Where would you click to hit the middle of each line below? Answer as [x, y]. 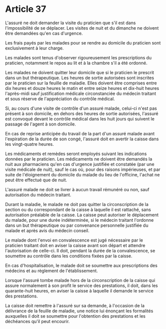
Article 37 [26, 9]
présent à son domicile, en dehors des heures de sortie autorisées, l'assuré [82, 113]
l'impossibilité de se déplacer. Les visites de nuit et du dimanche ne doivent [82, 28]
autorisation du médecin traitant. [38, 195]
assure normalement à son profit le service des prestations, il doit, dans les [82, 286]
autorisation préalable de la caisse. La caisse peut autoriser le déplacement [82, 215]
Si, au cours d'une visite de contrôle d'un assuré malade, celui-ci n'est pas [81, 108]
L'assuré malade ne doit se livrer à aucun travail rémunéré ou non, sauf [77, 189]
